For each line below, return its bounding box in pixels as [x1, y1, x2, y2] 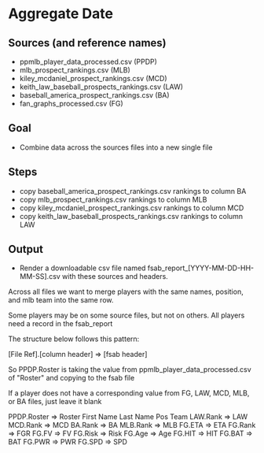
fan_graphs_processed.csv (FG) [19, 99, 123, 108]
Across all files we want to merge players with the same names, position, [8, 287, 244, 296]
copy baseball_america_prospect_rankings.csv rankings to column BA [19, 186, 247, 195]
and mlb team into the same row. [8, 295, 114, 305]
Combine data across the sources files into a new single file [19, 143, 213, 152]
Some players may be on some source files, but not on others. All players [8, 310, 245, 320]
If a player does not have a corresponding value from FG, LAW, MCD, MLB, [8, 388, 250, 398]
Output [8, 243, 43, 256]
